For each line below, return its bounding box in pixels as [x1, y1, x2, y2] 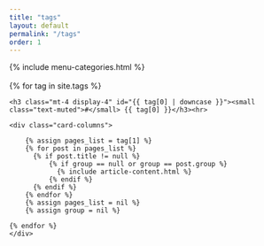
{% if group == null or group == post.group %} [48, 160, 228, 169]
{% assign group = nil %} [25, 206, 121, 215]
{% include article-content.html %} [56, 167, 192, 177]
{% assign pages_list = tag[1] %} [25, 136, 152, 146]
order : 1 [9, 37, 42, 47]
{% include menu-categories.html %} [9, 62, 145, 73]
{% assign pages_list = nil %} [25, 198, 141, 208]
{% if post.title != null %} [32, 152, 141, 161]
